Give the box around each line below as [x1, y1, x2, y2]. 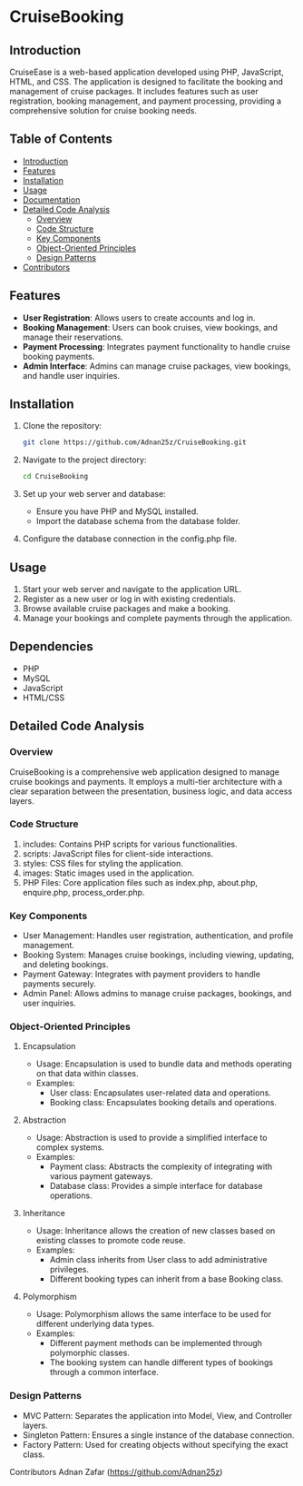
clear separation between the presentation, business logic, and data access [9, 786, 293, 797]
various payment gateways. [49, 1171, 153, 1182]
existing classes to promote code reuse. [35, 1235, 186, 1246]
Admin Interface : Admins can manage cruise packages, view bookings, [22, 361, 291, 371]
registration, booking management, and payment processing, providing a [9, 95, 282, 106]
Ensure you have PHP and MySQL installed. [35, 506, 200, 517]
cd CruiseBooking [22, 472, 89, 481]
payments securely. [22, 978, 97, 989]
